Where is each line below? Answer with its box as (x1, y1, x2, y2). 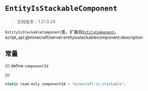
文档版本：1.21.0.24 (16, 18, 56, 24)
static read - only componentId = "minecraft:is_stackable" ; (5, 81, 126, 86)
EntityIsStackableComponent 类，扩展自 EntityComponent (5, 29, 115, 35)
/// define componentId (5, 62, 49, 69)
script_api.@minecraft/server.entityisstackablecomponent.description (5, 34, 143, 40)
